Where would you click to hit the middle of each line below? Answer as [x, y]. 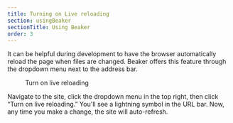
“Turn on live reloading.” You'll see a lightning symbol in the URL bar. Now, [116, 105]
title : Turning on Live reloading [59, 14]
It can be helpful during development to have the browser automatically [112, 54]
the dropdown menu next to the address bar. [73, 69]
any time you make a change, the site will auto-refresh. [88, 112]
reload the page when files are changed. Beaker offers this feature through [117, 62]
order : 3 [20, 34]
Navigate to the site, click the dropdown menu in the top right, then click [113, 97]
